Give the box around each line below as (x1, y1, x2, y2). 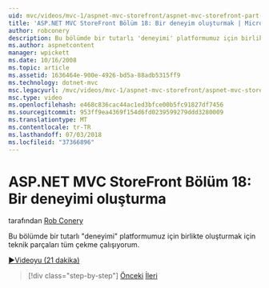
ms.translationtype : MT (8, 116, 88, 124)
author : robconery (8, 26, 70, 34)
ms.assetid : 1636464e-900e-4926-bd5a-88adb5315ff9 (8, 71, 181, 79)
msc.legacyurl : (8, 86, 59, 94)
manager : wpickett (8, 49, 70, 57)
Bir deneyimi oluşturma (8, 190, 167, 208)
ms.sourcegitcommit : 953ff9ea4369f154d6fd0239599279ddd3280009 (8, 109, 224, 117)
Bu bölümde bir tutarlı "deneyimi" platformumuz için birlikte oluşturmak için (8, 231, 256, 241)
